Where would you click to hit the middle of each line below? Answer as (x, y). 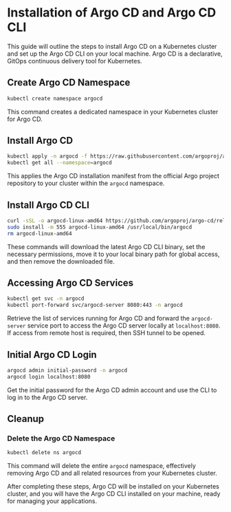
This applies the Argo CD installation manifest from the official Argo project (113, 176)
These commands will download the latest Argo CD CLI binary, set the (106, 246)
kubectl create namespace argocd (55, 98)
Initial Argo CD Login (52, 355)
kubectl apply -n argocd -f (47, 156)
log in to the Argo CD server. (47, 397)
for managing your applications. (52, 501)
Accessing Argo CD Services (70, 283)
